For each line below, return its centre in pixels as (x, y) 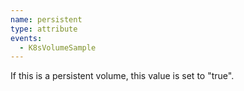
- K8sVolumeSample (58, 47)
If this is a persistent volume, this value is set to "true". (122, 76)
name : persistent (46, 19)
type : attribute (44, 29)
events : (26, 38)
